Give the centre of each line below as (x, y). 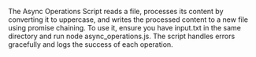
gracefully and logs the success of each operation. (91, 45)
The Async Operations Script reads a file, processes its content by (116, 11)
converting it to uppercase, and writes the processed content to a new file (128, 20)
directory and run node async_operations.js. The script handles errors (122, 36)
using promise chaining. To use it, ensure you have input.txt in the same (125, 28)
